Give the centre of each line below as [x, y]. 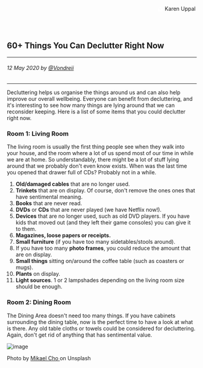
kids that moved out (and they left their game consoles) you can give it [103, 223]
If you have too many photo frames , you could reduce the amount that [103, 248]
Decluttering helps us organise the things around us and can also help [94, 92]
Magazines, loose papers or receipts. [63, 235]
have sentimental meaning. [49, 197]
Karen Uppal [180, 9]
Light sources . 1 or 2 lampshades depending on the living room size [100, 281]
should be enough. [39, 287]
